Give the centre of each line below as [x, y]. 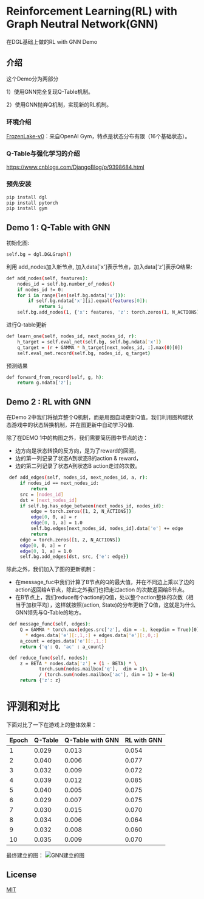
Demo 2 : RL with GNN [49, 402]
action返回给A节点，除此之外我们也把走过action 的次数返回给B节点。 [101, 590]
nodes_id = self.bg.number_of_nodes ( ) [66, 284]
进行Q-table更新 [26, 325]
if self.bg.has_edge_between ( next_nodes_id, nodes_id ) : [92, 506]
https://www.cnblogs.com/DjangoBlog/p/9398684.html [75, 167]
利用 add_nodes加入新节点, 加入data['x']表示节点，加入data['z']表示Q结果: [99, 267]
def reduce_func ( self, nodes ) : [48, 658]
